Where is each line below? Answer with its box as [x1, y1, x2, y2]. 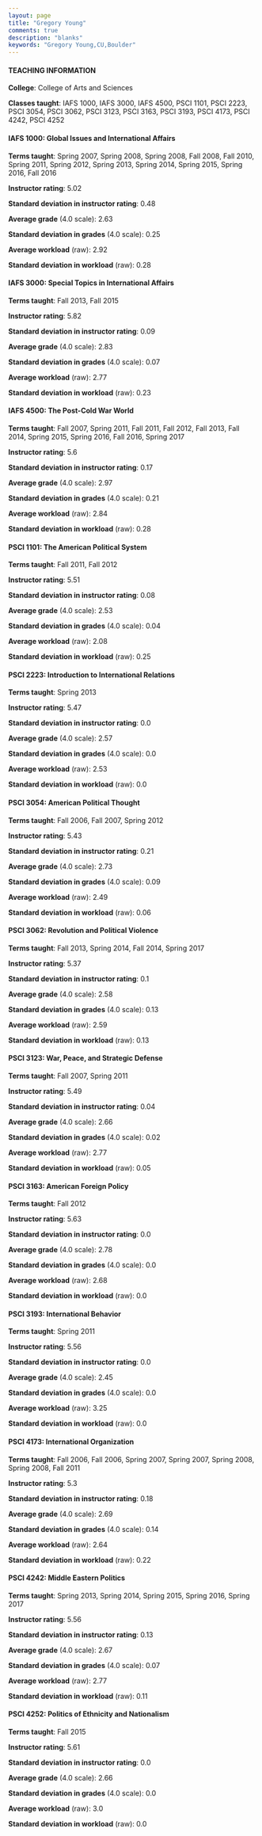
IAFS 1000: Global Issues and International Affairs [8, 133, 176, 143]
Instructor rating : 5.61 [8, 1742, 81, 1751]
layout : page [8, 11, 51, 20]
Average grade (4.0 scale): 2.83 [8, 341, 113, 351]
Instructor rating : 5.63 [8, 1214, 82, 1224]
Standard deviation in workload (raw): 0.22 [8, 1555, 152, 1564]
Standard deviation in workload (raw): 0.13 [8, 1035, 150, 1045]
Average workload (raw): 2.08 [8, 637, 108, 646]
